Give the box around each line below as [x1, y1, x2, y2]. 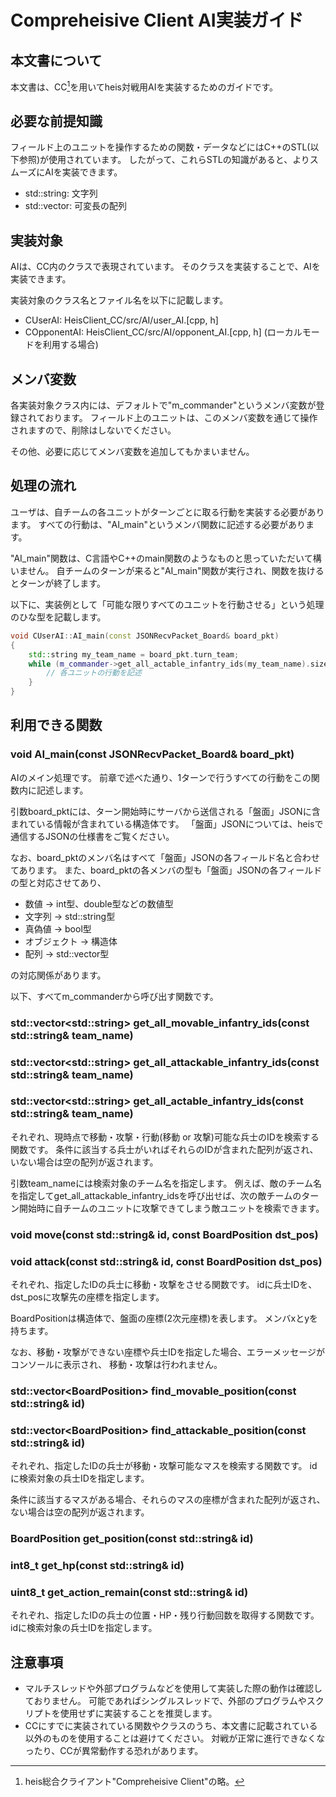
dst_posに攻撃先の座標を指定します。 [10, 1291, 165, 1303]
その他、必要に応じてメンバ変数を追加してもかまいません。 [10, 446, 255, 458]
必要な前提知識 [10, 113, 103, 130]
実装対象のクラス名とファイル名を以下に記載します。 [10, 294, 229, 306]
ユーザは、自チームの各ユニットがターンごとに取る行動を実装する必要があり [10, 506, 325, 518]
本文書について [10, 52, 103, 69]
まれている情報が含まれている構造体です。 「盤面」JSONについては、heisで [10, 817, 324, 830]
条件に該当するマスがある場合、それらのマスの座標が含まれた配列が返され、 [10, 1494, 326, 1506]
